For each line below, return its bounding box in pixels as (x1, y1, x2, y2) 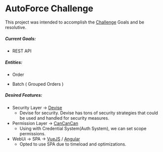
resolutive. (5, 24, 27, 30)
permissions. (19, 130, 46, 136)
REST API (12, 48, 32, 54)
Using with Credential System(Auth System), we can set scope (19, 126, 147, 131)
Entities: (5, 59, 23, 65)
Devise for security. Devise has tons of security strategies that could (19, 110, 158, 116)
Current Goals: (5, 35, 36, 42)
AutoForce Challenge (5, 3, 93, 14)
